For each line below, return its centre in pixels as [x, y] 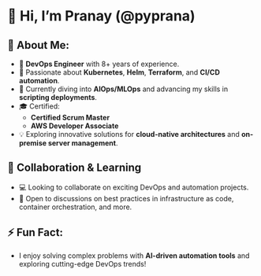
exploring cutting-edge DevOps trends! [82, 263]
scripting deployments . [58, 97]
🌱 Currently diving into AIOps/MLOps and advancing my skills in [123, 89]
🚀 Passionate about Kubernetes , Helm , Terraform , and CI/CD [119, 72]
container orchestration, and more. [75, 207]
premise [33, 143]
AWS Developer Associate [75, 126]
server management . [83, 143]
